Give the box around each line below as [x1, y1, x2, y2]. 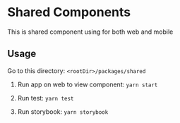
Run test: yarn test [17, 93, 74, 102]
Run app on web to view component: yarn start [17, 80, 158, 89]
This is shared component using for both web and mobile [7, 27, 174, 36]
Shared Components [7, 4, 131, 20]
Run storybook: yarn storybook [17, 107, 109, 116]
